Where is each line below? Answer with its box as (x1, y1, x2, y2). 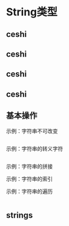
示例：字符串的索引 (6, 175, 53, 182)
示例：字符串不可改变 (6, 127, 58, 134)
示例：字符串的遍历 (6, 188, 53, 195)
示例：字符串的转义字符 (6, 145, 63, 152)
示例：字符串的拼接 (6, 162, 53, 169)
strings (6, 210, 33, 220)
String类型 (6, 5, 58, 19)
